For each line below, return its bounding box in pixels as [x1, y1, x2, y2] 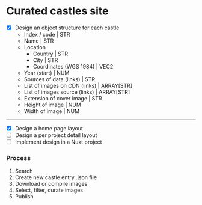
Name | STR [23, 37, 54, 44]
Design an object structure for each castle [14, 24, 120, 31]
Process [6, 154, 31, 162]
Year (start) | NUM [23, 69, 70, 76]
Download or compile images [14, 180, 88, 188]
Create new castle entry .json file [14, 174, 97, 181]
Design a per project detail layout [14, 132, 97, 139]
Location [23, 44, 46, 50]
